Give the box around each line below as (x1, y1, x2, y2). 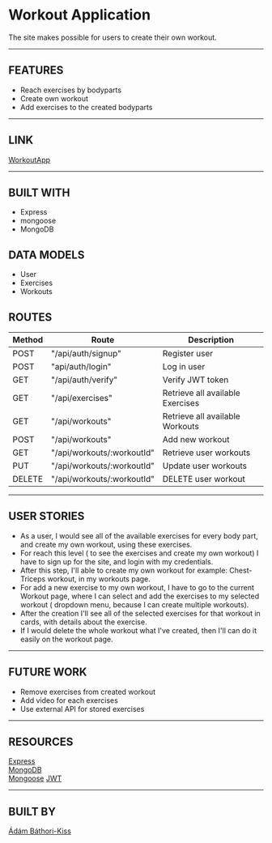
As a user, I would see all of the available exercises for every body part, (19, 530, 259, 540)
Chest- (229, 565, 253, 575)
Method (12, 334, 44, 345)
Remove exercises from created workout (19, 687, 156, 696)
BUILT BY (8, 804, 57, 819)
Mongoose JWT (8, 773, 62, 783)
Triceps (19, 573, 46, 584)
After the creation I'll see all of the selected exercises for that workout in (19, 608, 261, 618)
